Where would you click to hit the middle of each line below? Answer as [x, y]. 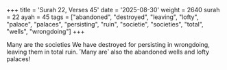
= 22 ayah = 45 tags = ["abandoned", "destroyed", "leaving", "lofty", [103, 17]
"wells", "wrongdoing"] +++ [46, 31]
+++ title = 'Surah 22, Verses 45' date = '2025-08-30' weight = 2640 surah [113, 10]
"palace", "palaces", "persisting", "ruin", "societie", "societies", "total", [105, 24]
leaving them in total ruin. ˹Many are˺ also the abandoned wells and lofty [108, 52]
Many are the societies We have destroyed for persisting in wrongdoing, [108, 45]
